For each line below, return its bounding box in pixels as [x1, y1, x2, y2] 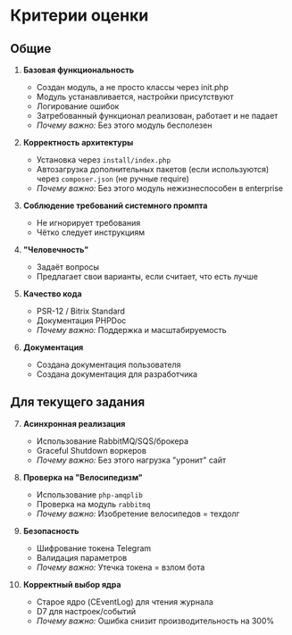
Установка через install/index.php [36, 155, 171, 165]
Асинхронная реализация [22, 418, 126, 429]
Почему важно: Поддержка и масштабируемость [36, 325, 227, 335]
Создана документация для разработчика [36, 369, 198, 380]
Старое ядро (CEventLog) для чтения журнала [36, 596, 213, 607]
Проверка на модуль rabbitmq [36, 498, 151, 509]
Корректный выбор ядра [22, 579, 121, 589]
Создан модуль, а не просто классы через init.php [36, 82, 229, 92]
